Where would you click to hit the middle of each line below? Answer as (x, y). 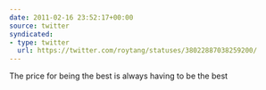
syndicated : (31, 34)
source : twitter (39, 26)
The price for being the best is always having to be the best (119, 76)
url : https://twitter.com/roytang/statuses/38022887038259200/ (137, 51)
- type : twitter (39, 42)
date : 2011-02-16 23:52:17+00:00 (71, 17)
